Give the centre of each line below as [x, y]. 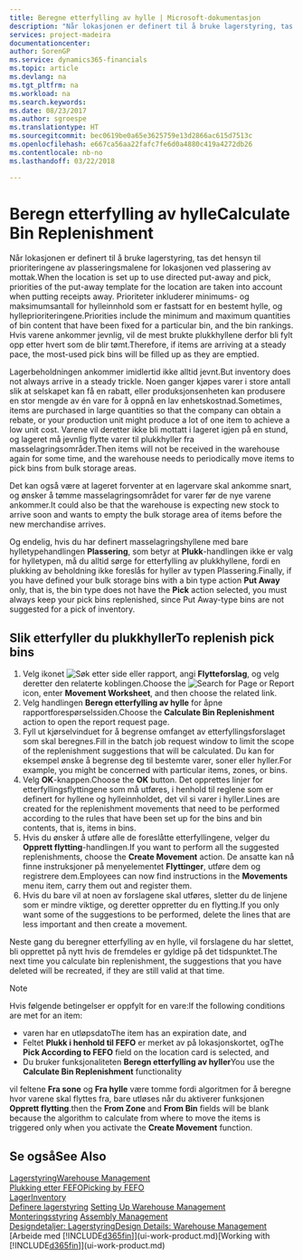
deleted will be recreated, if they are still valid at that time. [117, 971]
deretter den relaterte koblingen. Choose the [104, 683]
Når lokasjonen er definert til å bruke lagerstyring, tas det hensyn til [135, 258]
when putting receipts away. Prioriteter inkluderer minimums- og [129, 296]
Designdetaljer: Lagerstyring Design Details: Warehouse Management [138, 1226]
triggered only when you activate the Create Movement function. [131, 1128]
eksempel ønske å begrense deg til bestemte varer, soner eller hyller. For [157, 761]
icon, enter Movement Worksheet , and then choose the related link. [150, 693]
